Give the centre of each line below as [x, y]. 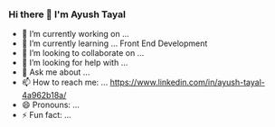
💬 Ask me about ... [56, 72]
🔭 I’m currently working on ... [75, 34]
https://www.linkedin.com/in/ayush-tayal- [188, 82]
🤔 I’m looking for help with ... [75, 63]
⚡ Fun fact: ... [46, 115]
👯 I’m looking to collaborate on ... [83, 53]
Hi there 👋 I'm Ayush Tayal [67, 14]
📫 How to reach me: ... [65, 82]
